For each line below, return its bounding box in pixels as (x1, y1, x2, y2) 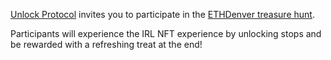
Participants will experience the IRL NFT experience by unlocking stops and (10, 28, 322, 39)
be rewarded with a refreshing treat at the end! (10, 39, 203, 50)
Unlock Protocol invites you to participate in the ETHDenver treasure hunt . (10, 9, 315, 20)
